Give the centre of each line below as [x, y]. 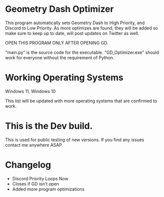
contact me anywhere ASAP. [34, 145]
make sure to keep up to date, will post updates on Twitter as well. [72, 33]
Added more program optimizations [48, 189]
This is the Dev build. [49, 126]
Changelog [28, 165]
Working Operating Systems [64, 78]
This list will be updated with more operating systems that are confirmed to [81, 101]
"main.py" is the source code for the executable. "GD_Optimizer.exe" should [82, 52]
